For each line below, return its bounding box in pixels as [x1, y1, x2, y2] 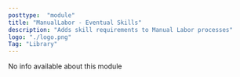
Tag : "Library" [8, 40, 58, 48]
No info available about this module [8, 61, 122, 71]
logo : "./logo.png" [8, 33, 72, 41]
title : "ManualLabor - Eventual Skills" [8, 19, 143, 26]
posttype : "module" [8, 11, 76, 19]
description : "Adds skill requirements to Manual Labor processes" [8, 26, 234, 33]
